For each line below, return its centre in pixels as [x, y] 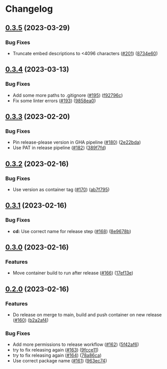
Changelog [29, 9]
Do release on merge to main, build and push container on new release [87, 315]
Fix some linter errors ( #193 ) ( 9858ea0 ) [54, 101]
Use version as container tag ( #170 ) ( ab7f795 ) [61, 189]
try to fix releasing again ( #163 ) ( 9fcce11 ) [55, 350]
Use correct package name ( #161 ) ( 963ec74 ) [60, 361]
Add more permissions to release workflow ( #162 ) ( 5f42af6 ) [76, 344]
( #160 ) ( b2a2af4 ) [30, 320]
